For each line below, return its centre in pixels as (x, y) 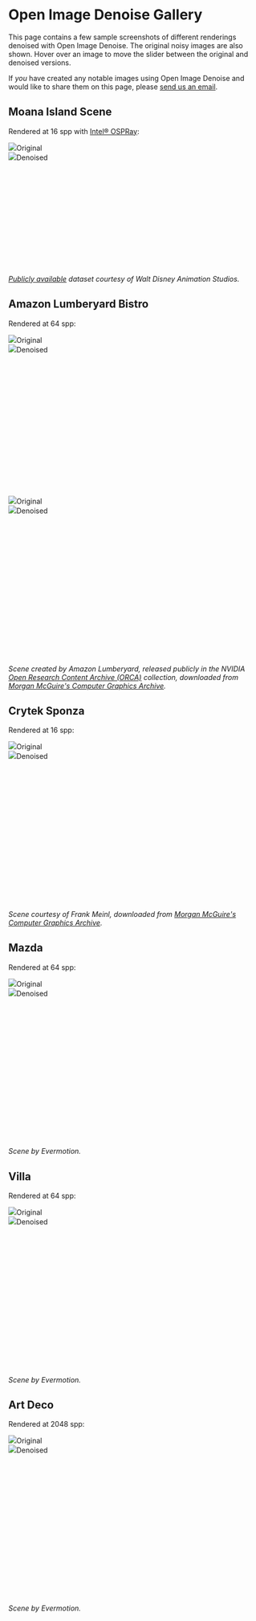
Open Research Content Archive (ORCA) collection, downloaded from (124, 677)
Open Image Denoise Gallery (106, 15)
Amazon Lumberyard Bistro (79, 304)
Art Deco (31, 1405)
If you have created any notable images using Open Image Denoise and (126, 78)
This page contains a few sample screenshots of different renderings (122, 37)
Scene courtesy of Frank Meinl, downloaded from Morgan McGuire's (122, 914)
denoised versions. (40, 63)
